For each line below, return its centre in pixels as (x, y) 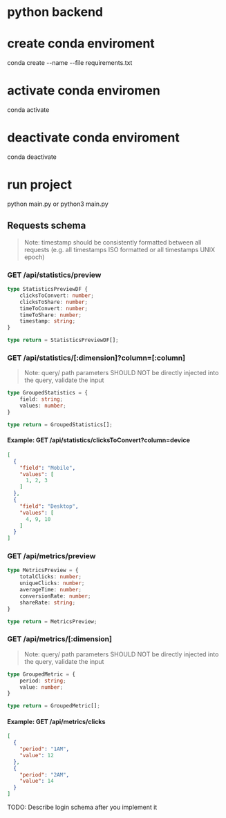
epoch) (34, 257)
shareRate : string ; (48, 602)
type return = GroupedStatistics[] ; (60, 425)
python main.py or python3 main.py (58, 204)
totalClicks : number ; (50, 577)
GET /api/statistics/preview (54, 275)
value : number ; (41, 687)
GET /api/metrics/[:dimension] (60, 639)
